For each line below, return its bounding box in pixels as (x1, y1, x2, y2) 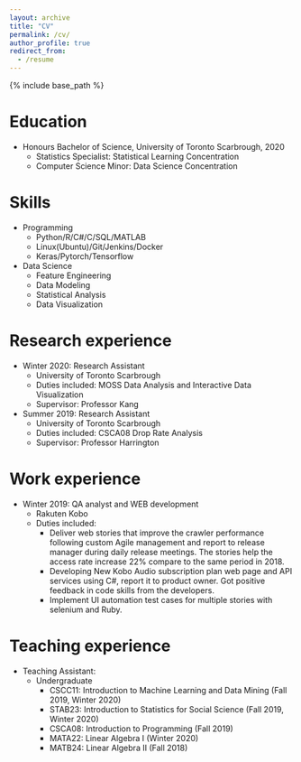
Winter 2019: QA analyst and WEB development (22, 498, 199, 509)
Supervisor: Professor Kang (35, 398, 140, 409)
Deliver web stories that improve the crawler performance (49, 527, 264, 538)
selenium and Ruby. (49, 604, 123, 615)
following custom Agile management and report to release (49, 536, 266, 547)
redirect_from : (9, 47, 67, 56)
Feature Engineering (35, 270, 112, 281)
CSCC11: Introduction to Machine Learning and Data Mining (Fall (49, 684, 287, 695)
